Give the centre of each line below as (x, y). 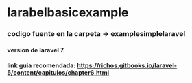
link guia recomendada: (41, 65)
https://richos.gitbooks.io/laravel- (127, 65)
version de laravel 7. (36, 50)
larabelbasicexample (68, 13)
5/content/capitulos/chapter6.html (58, 73)
